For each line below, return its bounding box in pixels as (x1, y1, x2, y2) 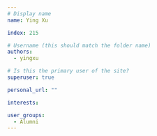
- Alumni (13, 118, 39, 126)
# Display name (7, 10, 52, 17)
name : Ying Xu (7, 17, 49, 24)
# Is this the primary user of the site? (7, 68, 130, 75)
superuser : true (7, 74, 54, 81)
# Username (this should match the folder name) (7, 42, 151, 49)
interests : (7, 99, 39, 106)
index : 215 (7, 29, 39, 36)
